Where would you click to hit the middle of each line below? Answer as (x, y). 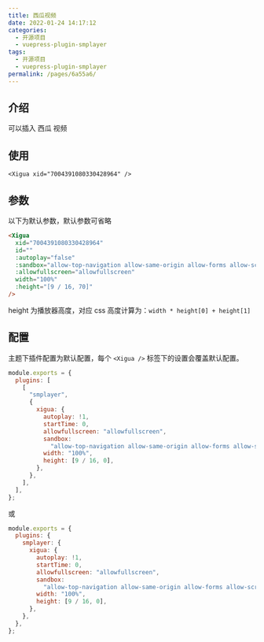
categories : (27, 30)
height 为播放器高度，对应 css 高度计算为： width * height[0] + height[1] (130, 310)
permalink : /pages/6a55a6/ (52, 74)
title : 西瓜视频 (32, 15)
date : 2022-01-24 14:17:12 (52, 23)
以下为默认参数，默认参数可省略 (60, 221)
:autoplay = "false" (46, 258)
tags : (17, 52)
